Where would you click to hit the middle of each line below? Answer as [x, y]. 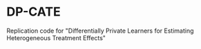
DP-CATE [33, 12]
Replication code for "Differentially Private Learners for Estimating [100, 31]
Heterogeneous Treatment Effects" [56, 37]
